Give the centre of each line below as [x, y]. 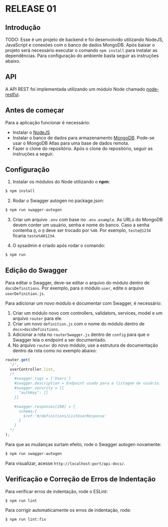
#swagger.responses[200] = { [45, 406]
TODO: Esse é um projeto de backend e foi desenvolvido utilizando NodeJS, [84, 39]
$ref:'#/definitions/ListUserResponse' [65, 416]
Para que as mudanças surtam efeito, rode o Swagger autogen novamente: [83, 444]
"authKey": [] [34, 393]
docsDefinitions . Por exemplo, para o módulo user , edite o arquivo [75, 288]
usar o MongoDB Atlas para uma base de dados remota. [71, 143]
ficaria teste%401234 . [34, 236]
